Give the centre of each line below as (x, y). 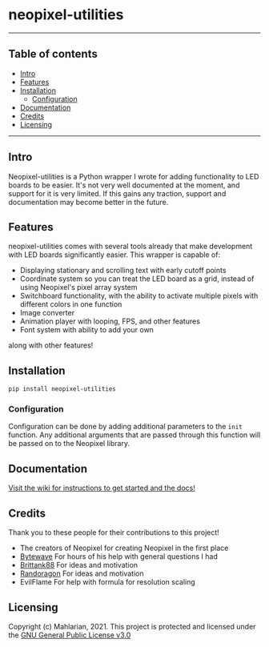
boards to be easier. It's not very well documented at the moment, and (124, 185)
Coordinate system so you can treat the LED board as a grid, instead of (137, 279)
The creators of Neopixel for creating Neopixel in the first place (124, 548)
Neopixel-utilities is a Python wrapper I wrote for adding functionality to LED (134, 176)
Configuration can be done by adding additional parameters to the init (125, 427)
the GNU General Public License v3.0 (70, 635)
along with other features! (51, 345)
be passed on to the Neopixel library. (69, 444)
